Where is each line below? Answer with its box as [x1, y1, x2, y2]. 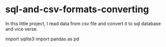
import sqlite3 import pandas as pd [5, 36, 79, 42]
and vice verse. [5, 26, 38, 32]
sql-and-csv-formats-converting [5, 4, 149, 15]
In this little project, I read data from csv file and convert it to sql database [5, 20, 161, 27]
